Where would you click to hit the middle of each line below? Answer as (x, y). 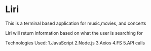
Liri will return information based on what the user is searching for (74, 33)
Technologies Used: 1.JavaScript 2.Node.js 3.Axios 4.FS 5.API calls (75, 43)
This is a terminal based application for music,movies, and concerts (76, 23)
